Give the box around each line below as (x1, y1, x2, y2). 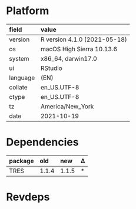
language (9, 74, 35, 82)
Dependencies (6, 135, 79, 149)
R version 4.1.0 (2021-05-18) (40, 35, 128, 44)
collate (9, 83, 28, 91)
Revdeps (6, 190, 50, 204)
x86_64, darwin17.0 (40, 54, 97, 62)
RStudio (40, 64, 63, 72)
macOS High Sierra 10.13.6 (40, 45, 118, 53)
